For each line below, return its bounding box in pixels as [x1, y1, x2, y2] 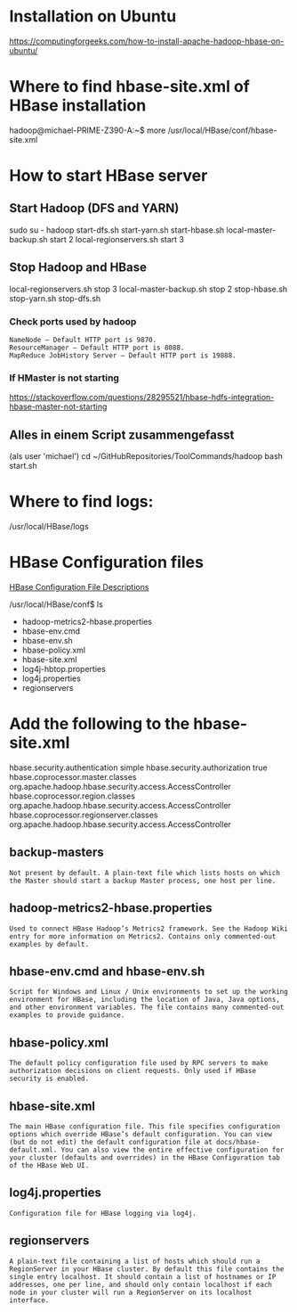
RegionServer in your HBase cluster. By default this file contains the [9, 1264, 285, 1274]
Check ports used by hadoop [9, 315, 137, 327]
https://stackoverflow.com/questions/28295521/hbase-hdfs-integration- [9, 392, 275, 403]
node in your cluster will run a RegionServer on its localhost [9, 1288, 253, 1297]
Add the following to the [9, 714, 190, 734]
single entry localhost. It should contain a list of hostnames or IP [9, 1272, 277, 1281]
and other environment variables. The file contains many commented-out [9, 1003, 285, 1013]
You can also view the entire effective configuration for [60, 1145, 285, 1154]
